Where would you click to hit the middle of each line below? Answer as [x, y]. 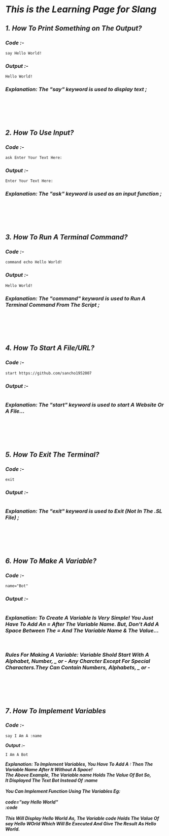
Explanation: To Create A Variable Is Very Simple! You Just [79, 617]
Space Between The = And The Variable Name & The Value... [82, 630]
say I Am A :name [24, 736]
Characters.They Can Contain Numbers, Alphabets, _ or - [78, 667]
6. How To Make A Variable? [51, 561]
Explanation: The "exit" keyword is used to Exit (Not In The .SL [84, 511]
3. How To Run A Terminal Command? [66, 237]
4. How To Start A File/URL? [50, 348]
